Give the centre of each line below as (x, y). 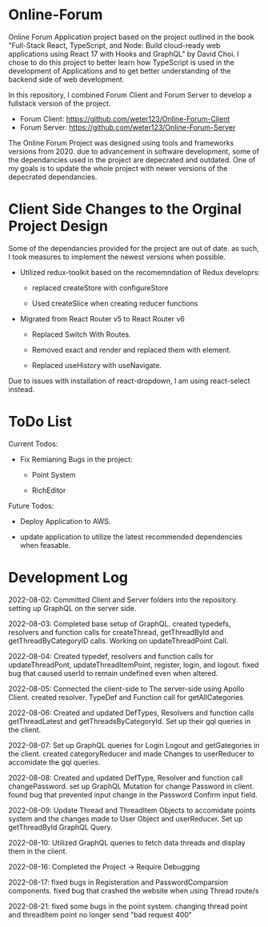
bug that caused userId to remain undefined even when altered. (113, 673)
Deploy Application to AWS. (65, 521)
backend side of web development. (66, 79)
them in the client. (38, 851)
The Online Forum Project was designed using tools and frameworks (121, 142)
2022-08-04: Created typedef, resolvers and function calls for (111, 656)
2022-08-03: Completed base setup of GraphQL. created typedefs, (120, 623)
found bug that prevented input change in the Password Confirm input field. (133, 794)
